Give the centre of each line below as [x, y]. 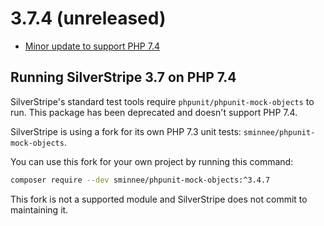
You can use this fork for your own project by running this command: [152, 161]
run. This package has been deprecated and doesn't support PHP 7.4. [154, 112]
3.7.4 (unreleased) [88, 18]
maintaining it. [39, 209]
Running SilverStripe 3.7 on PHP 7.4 [123, 77]
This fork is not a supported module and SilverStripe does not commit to [159, 199]
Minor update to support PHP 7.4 [92, 46]
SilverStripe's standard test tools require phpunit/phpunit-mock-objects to [162, 101]
